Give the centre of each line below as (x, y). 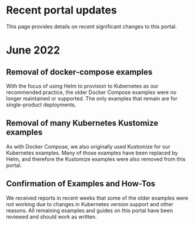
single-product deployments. (41, 105)
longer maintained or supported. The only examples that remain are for (92, 98)
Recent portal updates (62, 10)
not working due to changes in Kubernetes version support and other (90, 204)
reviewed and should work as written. (51, 216)
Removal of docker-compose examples (79, 72)
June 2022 (33, 50)
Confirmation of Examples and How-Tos (81, 184)
